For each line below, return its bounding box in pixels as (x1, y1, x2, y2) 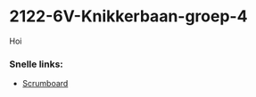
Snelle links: (9, 58, 64, 70)
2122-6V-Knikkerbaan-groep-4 (9, 6, 248, 27)
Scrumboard (21, 78, 69, 89)
